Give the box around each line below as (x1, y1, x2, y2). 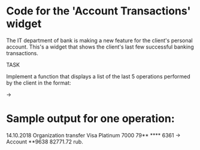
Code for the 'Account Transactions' (6, 4, 191, 18)
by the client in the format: (6, 79, 71, 86)
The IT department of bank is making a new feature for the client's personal (6, 37, 193, 44)
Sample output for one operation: (6, 112, 175, 125)
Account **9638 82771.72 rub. (6, 138, 84, 145)
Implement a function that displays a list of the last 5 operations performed (6, 73, 190, 80)
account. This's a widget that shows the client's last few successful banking (6, 43, 194, 50)
